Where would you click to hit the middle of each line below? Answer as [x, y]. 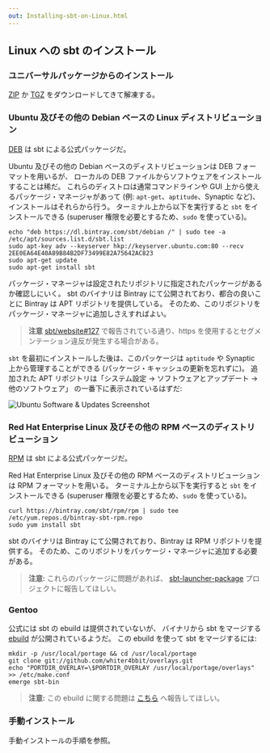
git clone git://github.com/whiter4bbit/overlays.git [101, 661]
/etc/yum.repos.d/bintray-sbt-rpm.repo [76, 518]
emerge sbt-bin [34, 682]
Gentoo [23, 609]
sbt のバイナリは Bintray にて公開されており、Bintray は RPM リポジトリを [132, 541]
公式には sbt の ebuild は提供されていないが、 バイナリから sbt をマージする [135, 629]
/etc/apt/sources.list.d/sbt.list [67, 239]
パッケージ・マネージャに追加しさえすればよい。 [90, 313]
